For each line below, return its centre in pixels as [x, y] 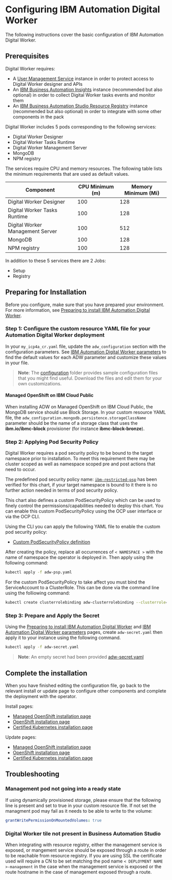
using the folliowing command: [38, 593]
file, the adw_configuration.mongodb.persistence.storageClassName [76, 418]
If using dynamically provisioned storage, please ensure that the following [83, 800]
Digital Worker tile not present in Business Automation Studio [83, 833]
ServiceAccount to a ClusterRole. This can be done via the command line [82, 588]
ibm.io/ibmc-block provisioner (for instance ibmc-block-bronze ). [75, 429]
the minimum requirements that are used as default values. [67, 174]
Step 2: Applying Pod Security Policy [52, 442]
